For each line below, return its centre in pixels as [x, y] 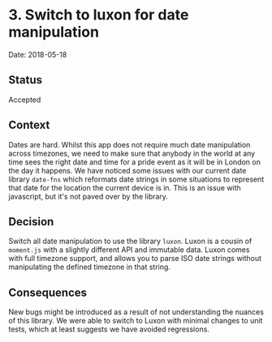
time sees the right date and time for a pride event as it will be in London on [135, 162]
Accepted [25, 100]
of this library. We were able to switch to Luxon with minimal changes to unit [136, 321]
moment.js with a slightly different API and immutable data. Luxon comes [129, 250]
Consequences [48, 292]
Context [29, 125]
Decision [31, 222]
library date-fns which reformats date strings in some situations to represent [136, 179]
